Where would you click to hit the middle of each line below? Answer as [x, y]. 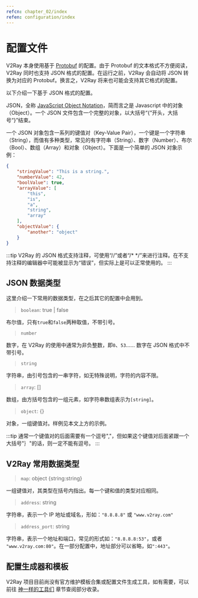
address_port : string [45, 526]
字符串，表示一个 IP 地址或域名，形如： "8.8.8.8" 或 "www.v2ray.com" [90, 515]
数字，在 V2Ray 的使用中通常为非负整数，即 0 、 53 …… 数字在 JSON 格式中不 [98, 345]
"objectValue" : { [38, 227]
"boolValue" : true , [41, 183]
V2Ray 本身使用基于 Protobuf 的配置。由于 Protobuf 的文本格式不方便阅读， [98, 66]
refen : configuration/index [41, 17]
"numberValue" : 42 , [41, 177]
